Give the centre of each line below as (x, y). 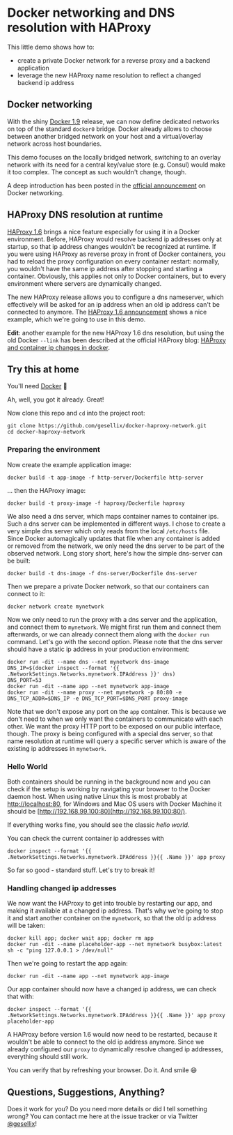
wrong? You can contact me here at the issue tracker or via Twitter (103, 1116)
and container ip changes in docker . (58, 347)
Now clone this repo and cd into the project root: (76, 413)
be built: (19, 561)
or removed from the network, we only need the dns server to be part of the (116, 546)
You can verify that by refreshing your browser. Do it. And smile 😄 (102, 1070)
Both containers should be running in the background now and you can (109, 782)
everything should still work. (48, 1057)
